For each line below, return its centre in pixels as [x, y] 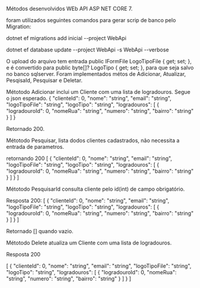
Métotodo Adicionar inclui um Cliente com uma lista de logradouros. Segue [99, 92]
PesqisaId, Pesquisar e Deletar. [44, 80]
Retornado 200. [25, 129]
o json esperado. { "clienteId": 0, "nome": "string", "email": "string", [89, 98]
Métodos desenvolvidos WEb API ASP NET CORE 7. [70, 9]
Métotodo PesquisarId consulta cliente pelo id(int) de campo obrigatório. [96, 189]
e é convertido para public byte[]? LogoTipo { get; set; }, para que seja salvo [100, 68]
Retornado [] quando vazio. [40, 231]
